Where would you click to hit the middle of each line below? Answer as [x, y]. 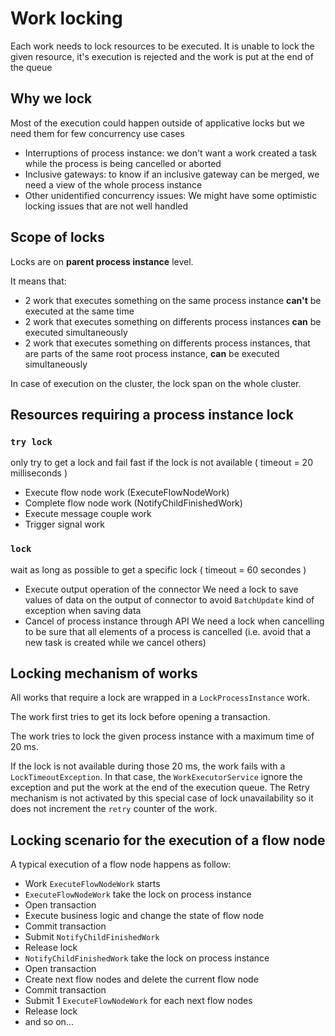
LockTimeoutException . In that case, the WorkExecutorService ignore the [156, 777]
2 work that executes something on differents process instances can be [173, 321]
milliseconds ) [39, 473]
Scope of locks [57, 237]
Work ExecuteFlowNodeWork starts [92, 884]
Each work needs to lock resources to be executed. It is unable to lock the [162, 46]
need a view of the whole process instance [113, 184]
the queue [31, 67]
